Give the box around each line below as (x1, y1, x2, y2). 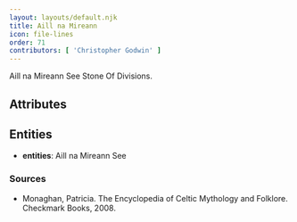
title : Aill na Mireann (9, 21, 98, 30)
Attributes (9, 96, 67, 111)
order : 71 (9, 37, 46, 47)
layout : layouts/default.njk (9, 12, 118, 22)
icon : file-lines (9, 29, 74, 38)
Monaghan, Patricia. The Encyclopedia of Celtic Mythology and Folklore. (21, 193, 288, 203)
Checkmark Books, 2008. (21, 202, 116, 213)
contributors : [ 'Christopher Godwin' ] (9, 46, 162, 55)
